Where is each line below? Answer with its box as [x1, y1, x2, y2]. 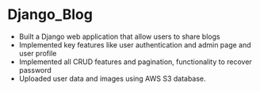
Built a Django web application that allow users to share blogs [18, 32, 220, 41]
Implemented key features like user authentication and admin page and [18, 40, 251, 49]
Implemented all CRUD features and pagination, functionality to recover [18, 57, 253, 66]
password [18, 65, 52, 74]
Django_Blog [7, 6, 93, 24]
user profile [18, 48, 57, 58]
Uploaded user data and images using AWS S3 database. [18, 74, 207, 83]
